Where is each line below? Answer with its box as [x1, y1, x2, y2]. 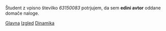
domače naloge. [5, 10, 39, 16]
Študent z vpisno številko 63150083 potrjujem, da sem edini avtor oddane [5, 5, 161, 11]
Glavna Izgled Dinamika [5, 20, 55, 26]
